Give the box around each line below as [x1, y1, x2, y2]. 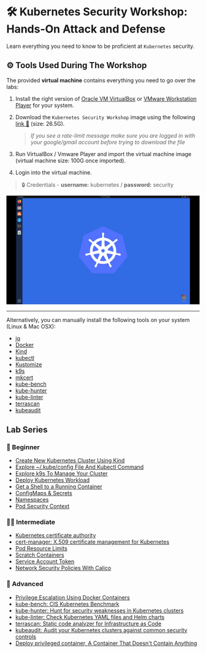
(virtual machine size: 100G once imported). [15, 157, 126, 164]
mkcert [15, 374, 34, 381]
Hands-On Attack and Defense [6, 22, 166, 36]
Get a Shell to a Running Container [15, 483, 102, 490]
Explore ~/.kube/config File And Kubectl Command [15, 463, 144, 471]
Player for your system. [15, 101, 75, 109]
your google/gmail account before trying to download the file [30, 138, 185, 146]
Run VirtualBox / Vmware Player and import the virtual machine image [15, 150, 192, 157]
